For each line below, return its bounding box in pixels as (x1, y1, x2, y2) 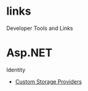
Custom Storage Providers (15, 78, 82, 85)
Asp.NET (6, 46, 53, 60)
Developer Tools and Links (6, 24, 73, 32)
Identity (6, 66, 26, 73)
